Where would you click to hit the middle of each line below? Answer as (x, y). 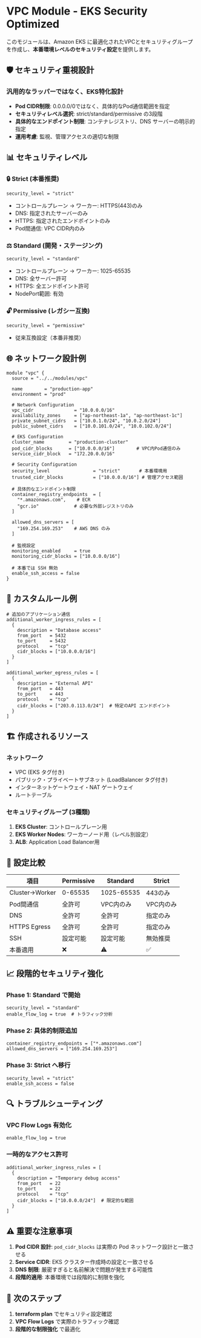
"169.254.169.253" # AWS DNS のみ (64, 528)
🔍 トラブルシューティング (54, 1104)
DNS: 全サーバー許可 (41, 278)
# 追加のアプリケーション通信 (38, 614)
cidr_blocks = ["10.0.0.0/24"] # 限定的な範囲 (76, 1200)
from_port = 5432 (42, 636)
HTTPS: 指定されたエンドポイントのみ (63, 221)
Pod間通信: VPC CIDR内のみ (50, 228)
